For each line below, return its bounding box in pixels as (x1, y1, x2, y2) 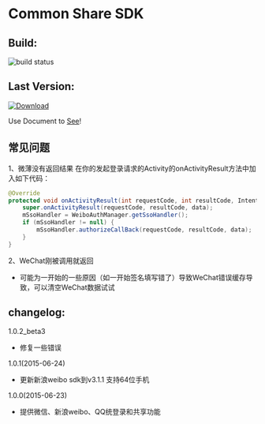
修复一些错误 (19, 343, 62, 352)
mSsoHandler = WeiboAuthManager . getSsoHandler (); (22, 211, 189, 220)
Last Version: (8, 80, 75, 93)
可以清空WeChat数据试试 (33, 282, 115, 292)
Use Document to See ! (8, 116, 82, 126)
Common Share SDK (8, 5, 144, 23)
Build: (8, 36, 38, 50)
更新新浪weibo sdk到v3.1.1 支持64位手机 (19, 375, 150, 385)
